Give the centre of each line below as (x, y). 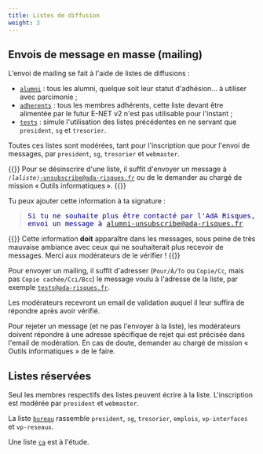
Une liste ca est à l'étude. (49, 442)
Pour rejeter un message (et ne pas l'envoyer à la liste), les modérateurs (124, 326)
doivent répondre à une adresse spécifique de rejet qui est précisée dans (127, 335)
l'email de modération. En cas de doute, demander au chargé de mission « (128, 343)
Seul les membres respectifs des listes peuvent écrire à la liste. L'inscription (131, 395)
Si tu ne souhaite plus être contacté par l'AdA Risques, (141, 216)
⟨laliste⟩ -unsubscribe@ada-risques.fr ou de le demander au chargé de (125, 178)
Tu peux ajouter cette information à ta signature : (87, 201)
